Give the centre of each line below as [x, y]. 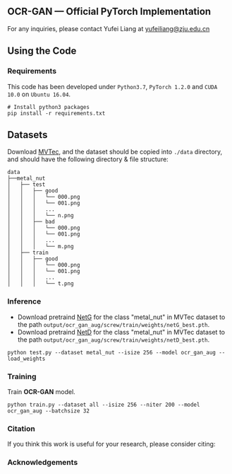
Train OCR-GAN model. [41, 391]
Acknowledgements [43, 463]
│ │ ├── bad [31, 222]
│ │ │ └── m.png [41, 247]
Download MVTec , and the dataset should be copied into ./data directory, [115, 152]
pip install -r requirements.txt [56, 113]
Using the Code [42, 51]
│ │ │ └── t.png [41, 284]
